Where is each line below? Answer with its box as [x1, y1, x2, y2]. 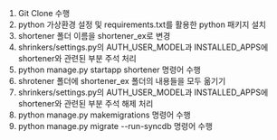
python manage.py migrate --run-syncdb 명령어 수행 [17, 121, 213, 131]
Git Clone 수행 [17, 8, 71, 18]
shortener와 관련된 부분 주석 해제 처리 [17, 98, 154, 108]
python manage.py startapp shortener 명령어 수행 [17, 64, 201, 75]
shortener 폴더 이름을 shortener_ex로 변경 [17, 31, 171, 41]
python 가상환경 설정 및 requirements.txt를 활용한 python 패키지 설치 [17, 19, 267, 30]
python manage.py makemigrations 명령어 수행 [17, 109, 192, 120]
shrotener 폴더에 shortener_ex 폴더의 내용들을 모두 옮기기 [17, 76, 226, 86]
